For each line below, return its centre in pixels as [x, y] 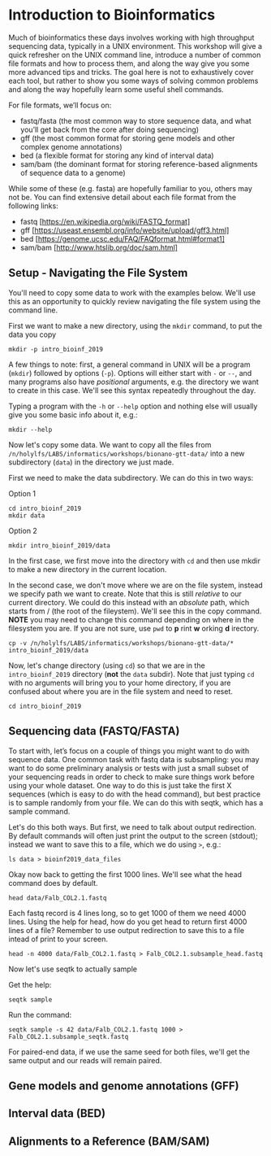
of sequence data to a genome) [73, 172]
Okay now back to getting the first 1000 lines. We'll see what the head [125, 874]
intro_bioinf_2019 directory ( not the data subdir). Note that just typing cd [131, 674]
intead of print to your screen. [58, 939]
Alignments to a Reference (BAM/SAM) [109, 1141]
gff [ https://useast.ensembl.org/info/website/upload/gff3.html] [125, 230]
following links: [33, 206]
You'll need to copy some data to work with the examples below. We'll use [132, 292]
